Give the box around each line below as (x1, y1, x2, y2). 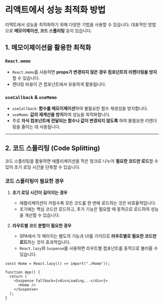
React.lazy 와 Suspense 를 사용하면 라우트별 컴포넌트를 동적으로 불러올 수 (19, 245, 158, 251)
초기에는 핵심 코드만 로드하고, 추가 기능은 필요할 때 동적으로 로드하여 (19, 206, 150, 212)
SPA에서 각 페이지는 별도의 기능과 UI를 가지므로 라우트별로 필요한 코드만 (19, 233, 157, 239)
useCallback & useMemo (5, 94, 57, 100)
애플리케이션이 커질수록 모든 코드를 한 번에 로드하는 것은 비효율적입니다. (19, 200, 157, 206)
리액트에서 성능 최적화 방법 (5, 4, 106, 16)
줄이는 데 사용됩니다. (21, 123, 61, 130)
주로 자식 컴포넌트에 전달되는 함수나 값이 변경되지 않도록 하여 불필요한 (12, 117, 144, 123)
